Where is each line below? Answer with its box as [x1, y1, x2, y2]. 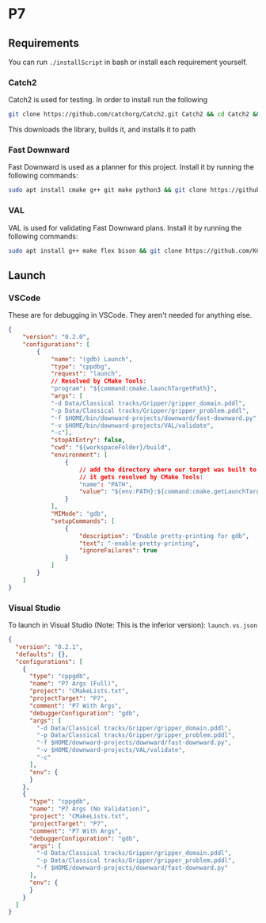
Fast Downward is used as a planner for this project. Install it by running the [8, 162, 255, 172]
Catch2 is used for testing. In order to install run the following [8, 95, 208, 105]
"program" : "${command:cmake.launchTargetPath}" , [50, 385, 218, 393]
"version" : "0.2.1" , [15, 643, 83, 650]
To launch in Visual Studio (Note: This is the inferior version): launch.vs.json [8, 620, 258, 630]
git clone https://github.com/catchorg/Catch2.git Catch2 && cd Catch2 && [8, 110, 260, 119]
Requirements [8, 36, 79, 50]
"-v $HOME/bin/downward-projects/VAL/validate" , [50, 421, 215, 429]
